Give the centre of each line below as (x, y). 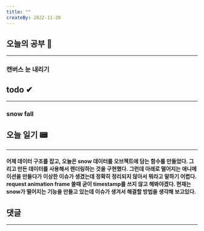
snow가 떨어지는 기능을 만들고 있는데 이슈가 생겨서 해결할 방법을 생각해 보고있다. (101, 191)
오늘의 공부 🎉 (29, 43)
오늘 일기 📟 (27, 135)
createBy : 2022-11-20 (34, 18)
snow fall (20, 114)
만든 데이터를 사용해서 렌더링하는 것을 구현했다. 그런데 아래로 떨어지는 (99, 169)
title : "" (19, 12)
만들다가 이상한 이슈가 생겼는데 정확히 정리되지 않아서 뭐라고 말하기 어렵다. (110, 176)
